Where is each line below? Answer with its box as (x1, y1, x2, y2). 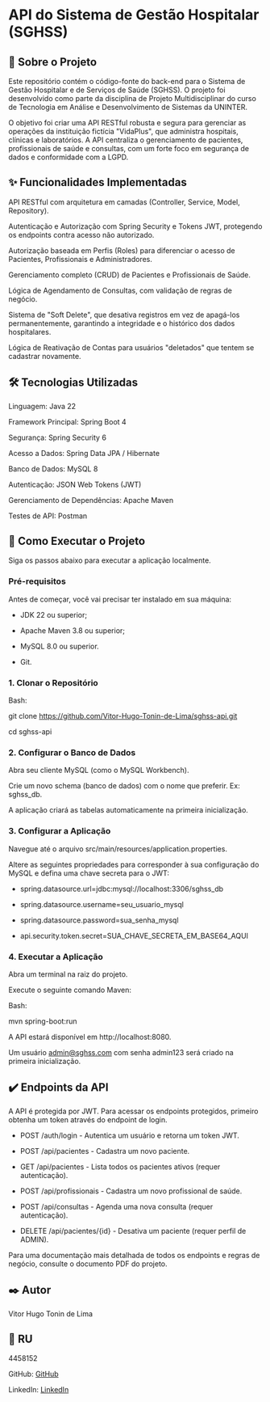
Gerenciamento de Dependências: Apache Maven (8, 495, 174, 505)
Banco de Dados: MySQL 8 (8, 463, 98, 474)
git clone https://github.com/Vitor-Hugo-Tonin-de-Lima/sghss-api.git (8, 712, 238, 721)
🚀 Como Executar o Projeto (8, 534, 146, 548)
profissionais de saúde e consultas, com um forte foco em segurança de (8, 144, 250, 153)
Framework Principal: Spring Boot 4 (8, 416, 127, 426)
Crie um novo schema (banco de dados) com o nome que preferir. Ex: (8, 781, 240, 791)
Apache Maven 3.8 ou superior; (19, 625, 126, 636)
